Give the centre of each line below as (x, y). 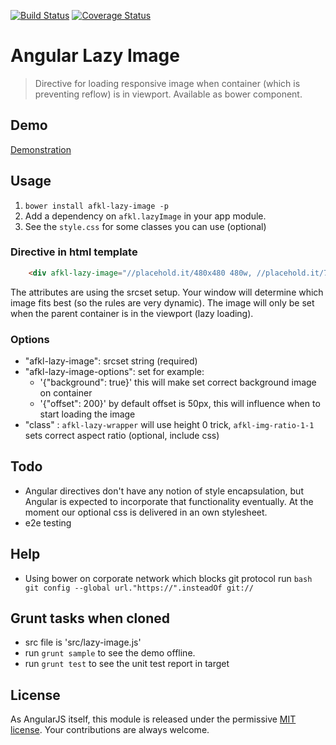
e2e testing (48, 522)
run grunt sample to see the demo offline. (110, 653)
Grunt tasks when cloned (90, 618)
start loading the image (87, 414)
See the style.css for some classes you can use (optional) (145, 226)
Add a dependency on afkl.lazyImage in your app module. (145, 216)
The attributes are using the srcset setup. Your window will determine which (167, 292)
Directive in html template (74, 252)
